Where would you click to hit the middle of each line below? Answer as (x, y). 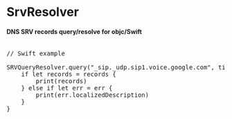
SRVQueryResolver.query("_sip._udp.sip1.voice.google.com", (111, 67)
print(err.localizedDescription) (92, 95)
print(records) (61, 81)
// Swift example (36, 54)
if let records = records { (69, 74)
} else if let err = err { (67, 88)
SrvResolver (43, 12)
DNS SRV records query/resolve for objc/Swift (74, 31)
